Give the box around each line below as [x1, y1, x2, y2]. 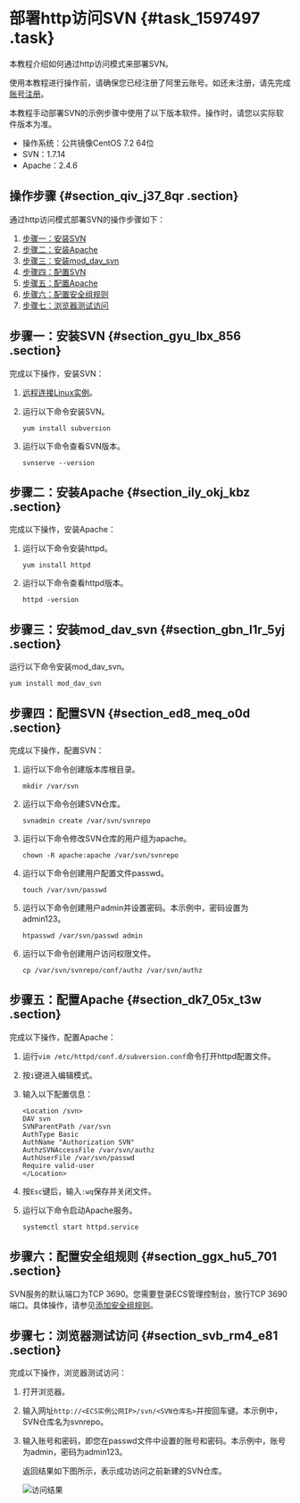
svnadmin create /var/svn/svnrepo [21, 816, 151, 825]
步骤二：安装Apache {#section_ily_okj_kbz [9, 484, 251, 500]
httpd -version [21, 596, 79, 605]
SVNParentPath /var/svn [21, 1122, 112, 1131]
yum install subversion [21, 423, 112, 433]
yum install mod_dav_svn [9, 680, 102, 689]
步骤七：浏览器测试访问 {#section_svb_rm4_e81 [9, 1328, 279, 1344]
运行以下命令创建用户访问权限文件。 [21, 948, 156, 958]
